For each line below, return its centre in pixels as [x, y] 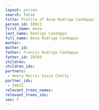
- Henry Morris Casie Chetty [38, 76]
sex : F [12, 99]
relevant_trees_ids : [27, 95]
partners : [16, 71]
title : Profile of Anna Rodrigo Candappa [50, 19]
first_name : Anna [24, 29]
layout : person [21, 10]
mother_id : [17, 48]
